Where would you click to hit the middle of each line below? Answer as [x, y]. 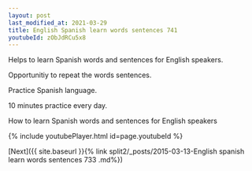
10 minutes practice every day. [58, 106]
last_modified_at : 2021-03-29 [58, 23]
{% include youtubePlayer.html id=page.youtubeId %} [96, 136]
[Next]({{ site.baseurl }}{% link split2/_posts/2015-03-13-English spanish [126, 151]
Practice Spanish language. [52, 91]
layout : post [30, 15]
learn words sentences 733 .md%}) [66, 160]
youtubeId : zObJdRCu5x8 [47, 37]
